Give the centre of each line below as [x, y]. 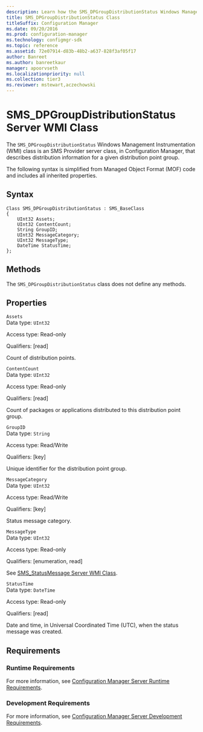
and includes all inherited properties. [52, 175]
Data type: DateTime [31, 590]
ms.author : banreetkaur [36, 62]
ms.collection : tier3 [34, 79]
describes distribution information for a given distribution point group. [93, 157]
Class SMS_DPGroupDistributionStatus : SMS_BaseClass [76, 208]
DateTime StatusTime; [44, 246]
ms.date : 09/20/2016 [32, 29]
